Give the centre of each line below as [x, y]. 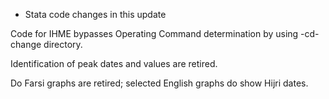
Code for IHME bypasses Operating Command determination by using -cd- [165, 33]
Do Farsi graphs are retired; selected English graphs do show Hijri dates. [159, 83]
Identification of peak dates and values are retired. [114, 63]
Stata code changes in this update [95, 14]
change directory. [46, 44]
